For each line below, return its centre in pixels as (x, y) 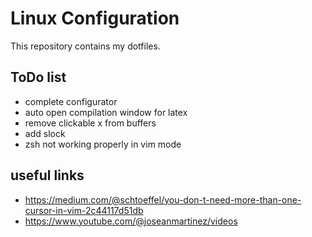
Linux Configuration (95, 18)
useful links (47, 175)
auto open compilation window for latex (106, 112)
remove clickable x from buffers (90, 123)
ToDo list (38, 77)
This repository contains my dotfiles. (85, 46)
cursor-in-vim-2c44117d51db (84, 210)
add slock (45, 133)
